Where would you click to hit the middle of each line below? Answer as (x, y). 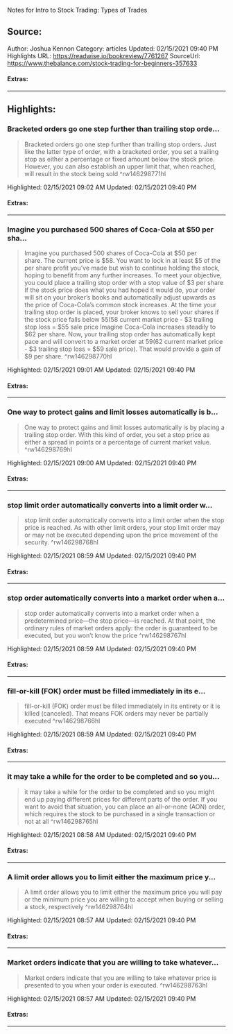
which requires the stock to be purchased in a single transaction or (120, 813)
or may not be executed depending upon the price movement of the (121, 535)
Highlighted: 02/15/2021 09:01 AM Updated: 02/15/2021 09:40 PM (101, 370)
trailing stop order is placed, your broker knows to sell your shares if (122, 312)
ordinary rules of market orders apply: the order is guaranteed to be (121, 628)
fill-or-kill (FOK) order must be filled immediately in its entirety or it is (122, 706)
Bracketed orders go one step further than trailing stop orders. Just (120, 144)
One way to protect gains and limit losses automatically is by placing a (124, 427)
